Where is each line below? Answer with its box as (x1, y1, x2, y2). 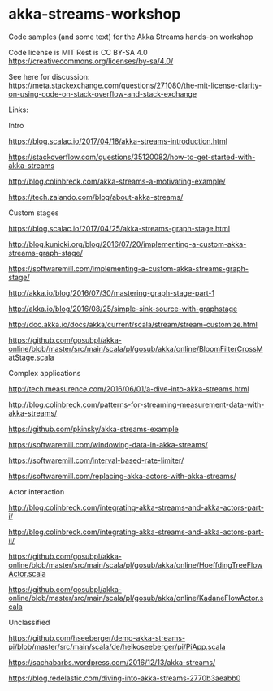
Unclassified (8, 617, 50, 627)
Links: (8, 105, 28, 114)
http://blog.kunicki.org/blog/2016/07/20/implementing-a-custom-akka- (8, 239, 247, 248)
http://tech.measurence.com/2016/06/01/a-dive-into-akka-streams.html (8, 383, 249, 394)
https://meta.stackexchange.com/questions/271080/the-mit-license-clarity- (8, 80, 262, 90)
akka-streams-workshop (8, 5, 181, 24)
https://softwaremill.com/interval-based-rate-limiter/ (8, 456, 184, 465)
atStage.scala (8, 352, 54, 362)
